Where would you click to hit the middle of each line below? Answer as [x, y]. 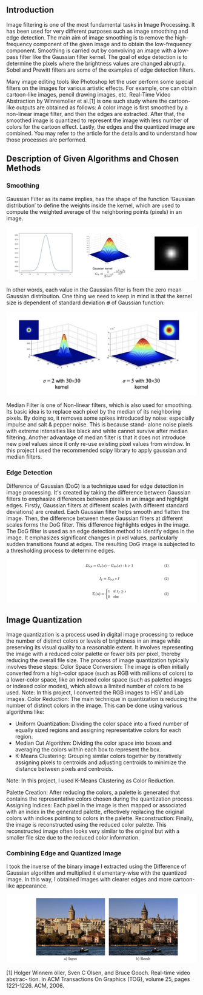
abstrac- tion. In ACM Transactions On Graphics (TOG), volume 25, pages [98, 979]
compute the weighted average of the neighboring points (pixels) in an [94, 211]
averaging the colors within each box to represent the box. [88, 750]
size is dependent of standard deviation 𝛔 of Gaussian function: [86, 303]
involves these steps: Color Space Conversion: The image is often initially [98, 667]
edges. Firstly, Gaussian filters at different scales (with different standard [97, 505]
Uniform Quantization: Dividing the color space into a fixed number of [102, 724]
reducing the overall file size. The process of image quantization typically [98, 660]
